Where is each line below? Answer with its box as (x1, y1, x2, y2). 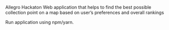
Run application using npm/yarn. (5, 19, 74, 25)
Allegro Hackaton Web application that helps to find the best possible (5, 4, 152, 10)
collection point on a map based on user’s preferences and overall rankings (5, 9, 164, 15)
